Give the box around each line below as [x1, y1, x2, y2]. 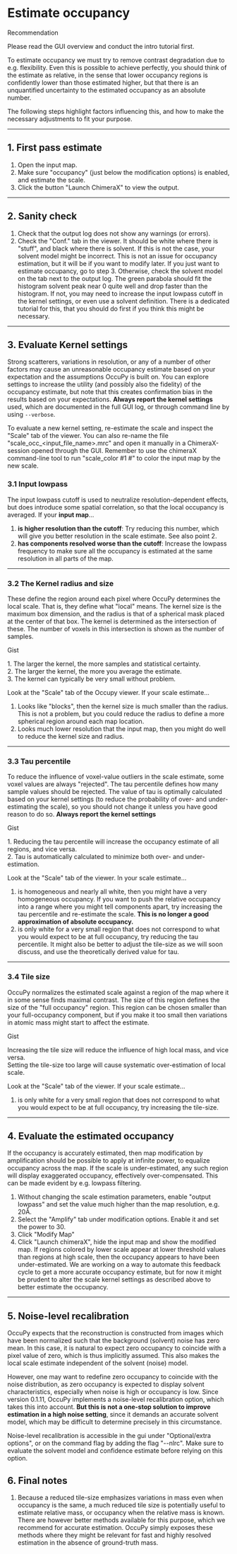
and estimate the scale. [17, 175, 86, 184]
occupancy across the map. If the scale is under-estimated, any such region [7, 1164, 229, 1173]
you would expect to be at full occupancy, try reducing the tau [17, 933, 199, 941]
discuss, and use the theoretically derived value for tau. [17, 948, 180, 956]
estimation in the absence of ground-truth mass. [17, 1538, 159, 1547]
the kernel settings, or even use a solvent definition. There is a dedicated [17, 297, 230, 305]
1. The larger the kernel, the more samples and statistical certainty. [7, 660, 201, 668]
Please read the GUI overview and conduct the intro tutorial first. [7, 42, 195, 50]
